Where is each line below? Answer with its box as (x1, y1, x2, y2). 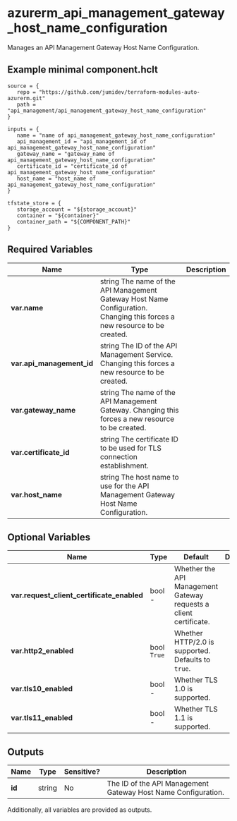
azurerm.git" (7, 95, 46, 102)
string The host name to (99, 472, 179, 482)
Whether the (174, 564, 216, 574)
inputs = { (7, 126, 39, 133)
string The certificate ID (99, 434, 178, 444)
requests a (174, 600, 209, 609)
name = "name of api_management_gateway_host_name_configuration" (16, 132, 217, 139)
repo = (16, 88, 37, 96)
